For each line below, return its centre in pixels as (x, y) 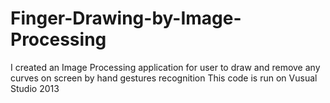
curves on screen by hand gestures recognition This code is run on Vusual (164, 78)
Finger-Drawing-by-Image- (126, 18)
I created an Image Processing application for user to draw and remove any (165, 67)
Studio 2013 (35, 88)
